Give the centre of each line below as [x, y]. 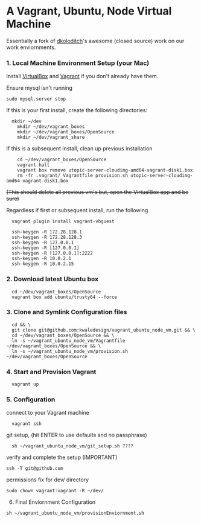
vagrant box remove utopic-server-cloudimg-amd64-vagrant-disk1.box [105, 170]
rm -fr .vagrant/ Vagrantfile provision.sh [73, 176]
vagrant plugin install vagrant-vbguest [63, 222]
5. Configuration [31, 400]
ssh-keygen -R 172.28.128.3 [47, 238]
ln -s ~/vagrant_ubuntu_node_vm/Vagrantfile [69, 341]
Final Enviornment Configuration [55, 502]
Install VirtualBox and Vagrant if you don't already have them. [82, 76]
